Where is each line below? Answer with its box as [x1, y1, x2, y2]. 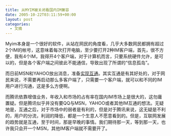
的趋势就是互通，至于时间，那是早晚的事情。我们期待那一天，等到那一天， [5, 119, 161, 125]
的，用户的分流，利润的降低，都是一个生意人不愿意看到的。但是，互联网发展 [5, 113, 166, 119]
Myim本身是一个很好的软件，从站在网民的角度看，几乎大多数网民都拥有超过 [5, 41, 164, 47]
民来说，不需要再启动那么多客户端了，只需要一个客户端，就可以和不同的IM [5, 77, 162, 83]
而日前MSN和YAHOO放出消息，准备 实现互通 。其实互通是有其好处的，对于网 [5, 70, 165, 76]
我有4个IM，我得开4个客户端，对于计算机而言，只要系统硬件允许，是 [14, 54, 159, 60]
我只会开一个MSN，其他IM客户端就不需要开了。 [9, 125, 110, 131]
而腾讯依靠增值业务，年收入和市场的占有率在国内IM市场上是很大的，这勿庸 [5, 94, 162, 100]
